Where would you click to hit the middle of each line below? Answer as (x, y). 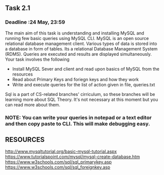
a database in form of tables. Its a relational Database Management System (81, 48)
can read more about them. (33, 105)
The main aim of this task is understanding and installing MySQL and (75, 33)
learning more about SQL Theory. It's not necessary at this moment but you (82, 99)
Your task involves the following (37, 59)
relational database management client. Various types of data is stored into (81, 44)
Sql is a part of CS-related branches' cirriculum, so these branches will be (80, 94)
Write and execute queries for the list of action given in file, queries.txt (83, 85)
